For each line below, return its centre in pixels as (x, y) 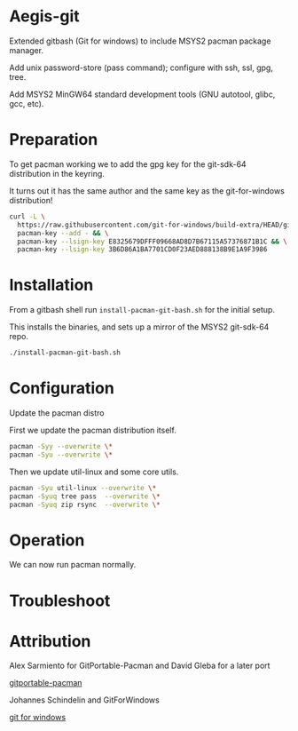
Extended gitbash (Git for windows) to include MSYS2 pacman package (140, 41)
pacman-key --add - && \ (63, 233)
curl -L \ (27, 216)
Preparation (54, 140)
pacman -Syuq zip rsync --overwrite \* (85, 505)
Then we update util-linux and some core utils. (94, 472)
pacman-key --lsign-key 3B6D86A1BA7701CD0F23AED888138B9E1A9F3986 (142, 250)
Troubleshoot (60, 600)
